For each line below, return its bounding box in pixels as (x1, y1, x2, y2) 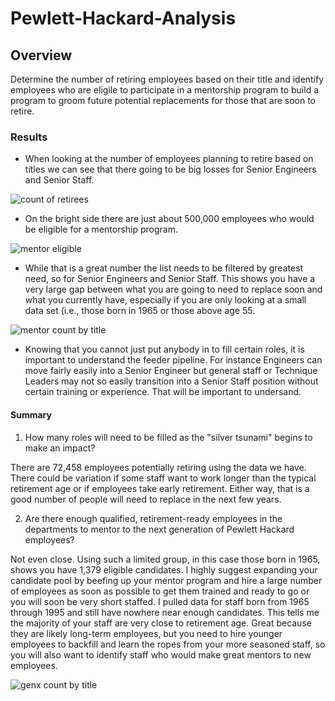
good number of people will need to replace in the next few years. (10, 493, 282, 505)
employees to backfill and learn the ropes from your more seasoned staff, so (10, 638, 326, 650)
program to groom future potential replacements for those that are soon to (10, 95, 317, 106)
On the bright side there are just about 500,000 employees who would (24, 213, 315, 225)
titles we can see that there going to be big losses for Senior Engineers (24, 163, 317, 176)
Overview (10, 47, 73, 64)
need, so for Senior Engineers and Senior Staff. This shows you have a (24, 273, 316, 285)
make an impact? (24, 442, 96, 454)
